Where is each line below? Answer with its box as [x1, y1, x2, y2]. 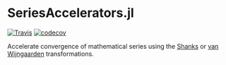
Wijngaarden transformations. [7, 49, 94, 58]
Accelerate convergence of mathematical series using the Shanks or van [7, 42, 219, 50]
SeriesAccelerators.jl [7, 5, 134, 21]
